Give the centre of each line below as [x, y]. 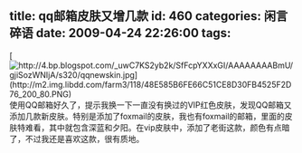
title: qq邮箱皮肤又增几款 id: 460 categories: [136, 16]
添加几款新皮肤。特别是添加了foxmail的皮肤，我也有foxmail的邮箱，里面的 [147, 116]
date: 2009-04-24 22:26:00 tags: [133, 33]
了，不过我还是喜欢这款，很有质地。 [77, 139]
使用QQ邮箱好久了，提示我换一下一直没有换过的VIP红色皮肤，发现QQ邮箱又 [151, 105]
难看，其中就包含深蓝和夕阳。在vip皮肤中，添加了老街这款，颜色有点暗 [157, 127]
